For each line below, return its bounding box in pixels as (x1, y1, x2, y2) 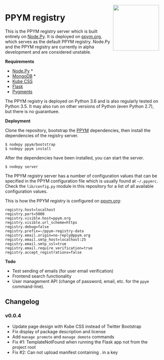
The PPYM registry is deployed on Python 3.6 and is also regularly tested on (5, 98, 159, 104)
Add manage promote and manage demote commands (12, 334, 115, 340)
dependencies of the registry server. (5, 132, 79, 139)
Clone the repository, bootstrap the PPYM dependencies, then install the (5, 127, 151, 133)
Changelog (5, 298, 40, 306)
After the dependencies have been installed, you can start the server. (5, 155, 144, 160)
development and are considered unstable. (5, 49, 91, 55)
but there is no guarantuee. (5, 108, 60, 114)
